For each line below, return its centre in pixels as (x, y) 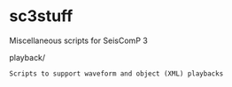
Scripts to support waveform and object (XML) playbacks (116, 73)
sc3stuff (41, 16)
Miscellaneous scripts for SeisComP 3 (78, 40)
